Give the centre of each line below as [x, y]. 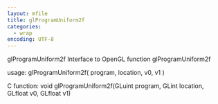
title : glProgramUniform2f [46, 20]
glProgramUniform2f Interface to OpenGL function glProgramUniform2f [109, 59]
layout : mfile [28, 14]
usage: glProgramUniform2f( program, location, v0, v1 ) [86, 73]
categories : [24, 26]
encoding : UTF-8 [30, 40]
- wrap [23, 33]
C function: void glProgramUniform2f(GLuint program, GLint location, [106, 86]
